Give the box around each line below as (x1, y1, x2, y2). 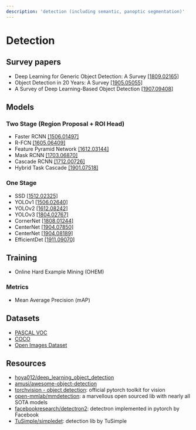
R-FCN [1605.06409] (14, 139, 66, 147)
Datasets (6, 313, 40, 323)
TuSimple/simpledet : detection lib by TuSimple (14, 418, 127, 425)
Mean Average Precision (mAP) (14, 296, 91, 303)
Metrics (6, 283, 29, 291)
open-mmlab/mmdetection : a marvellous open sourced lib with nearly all (14, 392, 191, 399)
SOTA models (14, 399, 48, 406)
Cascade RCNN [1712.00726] (14, 158, 85, 165)
